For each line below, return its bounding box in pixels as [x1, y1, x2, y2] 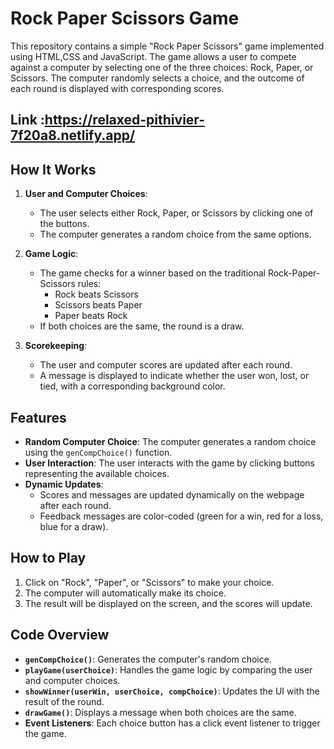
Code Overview [10, 627, 110, 644]
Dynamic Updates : [24, 478, 104, 490]
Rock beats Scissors [54, 288, 139, 301]
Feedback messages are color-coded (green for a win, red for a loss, [39, 510, 324, 522]
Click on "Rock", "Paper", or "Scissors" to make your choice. [24, 576, 275, 588]
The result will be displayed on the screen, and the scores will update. [24, 597, 313, 609]
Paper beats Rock [54, 310, 128, 322]
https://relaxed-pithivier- [44, 112, 205, 129]
